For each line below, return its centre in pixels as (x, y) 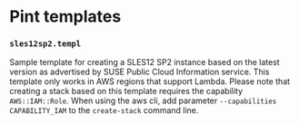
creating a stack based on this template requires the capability (126, 91)
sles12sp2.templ (45, 44)
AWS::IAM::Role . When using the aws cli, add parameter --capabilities (143, 100)
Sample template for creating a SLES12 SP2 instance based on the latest (145, 62)
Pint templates (65, 17)
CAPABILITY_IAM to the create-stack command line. (104, 110)
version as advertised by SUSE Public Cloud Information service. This (140, 72)
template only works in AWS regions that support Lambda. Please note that (150, 81)
